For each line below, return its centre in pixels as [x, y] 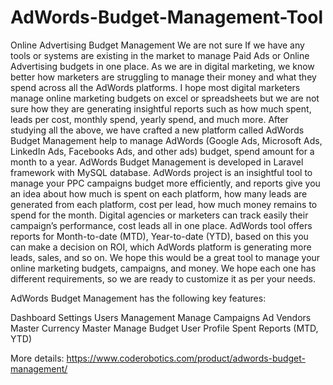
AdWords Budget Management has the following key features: [138, 298]
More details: [37, 358]
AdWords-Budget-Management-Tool [166, 17]
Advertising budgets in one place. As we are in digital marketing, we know [162, 66]
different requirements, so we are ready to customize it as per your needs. [163, 278]
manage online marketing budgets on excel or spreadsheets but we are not [165, 98]
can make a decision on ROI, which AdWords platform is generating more [161, 247]
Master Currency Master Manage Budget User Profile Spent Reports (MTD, [164, 328]
